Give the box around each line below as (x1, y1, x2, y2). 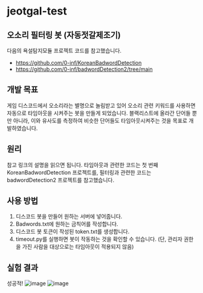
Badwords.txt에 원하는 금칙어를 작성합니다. (15, 220, 118, 228)
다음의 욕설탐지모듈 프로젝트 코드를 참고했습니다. (7, 47, 122, 54)
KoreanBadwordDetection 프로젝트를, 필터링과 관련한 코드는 (7, 168, 152, 176)
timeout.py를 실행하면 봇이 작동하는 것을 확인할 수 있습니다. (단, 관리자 (15, 235, 183, 243)
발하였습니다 (7, 124, 37, 131)
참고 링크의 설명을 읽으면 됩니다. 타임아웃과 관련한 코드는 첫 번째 (7, 161, 159, 168)
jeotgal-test (7, 4, 67, 18)
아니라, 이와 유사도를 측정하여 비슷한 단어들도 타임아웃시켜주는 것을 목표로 (13, 117, 188, 124)
